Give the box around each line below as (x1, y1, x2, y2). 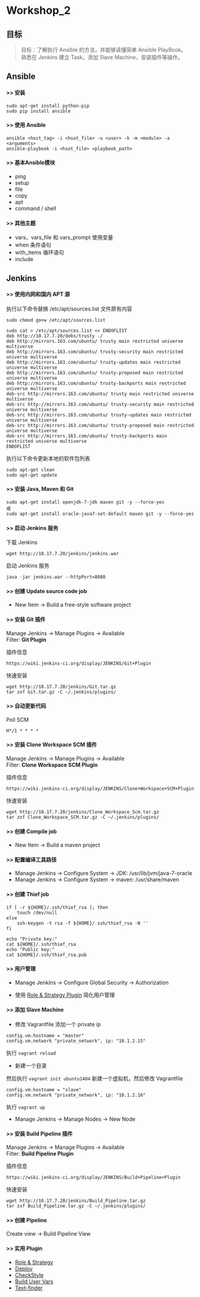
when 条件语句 (14, 241, 51, 248)
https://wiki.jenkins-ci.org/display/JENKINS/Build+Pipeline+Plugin (6, 1174, 181, 1181)
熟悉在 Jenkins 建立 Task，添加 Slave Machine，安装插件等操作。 (20, 54, 183, 61)
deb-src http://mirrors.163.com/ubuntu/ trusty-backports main (6, 433, 168, 439)
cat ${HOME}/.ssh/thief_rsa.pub (6, 952, 87, 958)
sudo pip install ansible (6, 108, 71, 114)
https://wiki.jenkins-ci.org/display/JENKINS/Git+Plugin (6, 660, 151, 667)
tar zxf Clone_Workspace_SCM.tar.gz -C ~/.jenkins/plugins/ (6, 815, 160, 821)
